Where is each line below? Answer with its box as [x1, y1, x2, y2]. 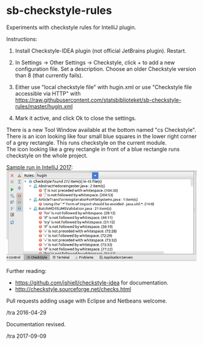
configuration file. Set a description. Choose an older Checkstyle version [14, 65, 196, 73]
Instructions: [6, 35, 37, 42]
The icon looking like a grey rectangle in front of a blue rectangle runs [6, 145, 180, 153]
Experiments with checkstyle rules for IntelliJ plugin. [6, 24, 137, 31]
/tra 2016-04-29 [6, 309, 47, 317]
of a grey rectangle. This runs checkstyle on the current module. [6, 139, 167, 146]
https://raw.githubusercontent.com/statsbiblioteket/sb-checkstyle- [14, 96, 182, 103]
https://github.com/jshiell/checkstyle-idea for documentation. [14, 279, 169, 286]
